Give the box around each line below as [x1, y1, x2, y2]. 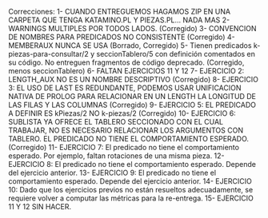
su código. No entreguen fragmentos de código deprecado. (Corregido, [8, 57, 245, 67]
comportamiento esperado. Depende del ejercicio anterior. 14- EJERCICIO [8, 176, 252, 186]
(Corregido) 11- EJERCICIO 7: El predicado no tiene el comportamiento [8, 143, 240, 152]
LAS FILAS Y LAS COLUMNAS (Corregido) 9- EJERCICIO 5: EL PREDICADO [8, 100, 256, 109]
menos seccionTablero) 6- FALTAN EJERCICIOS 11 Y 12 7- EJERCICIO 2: [8, 66, 245, 75]
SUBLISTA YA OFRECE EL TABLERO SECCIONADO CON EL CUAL [8, 117, 224, 126]
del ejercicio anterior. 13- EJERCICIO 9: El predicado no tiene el [8, 168, 217, 177]
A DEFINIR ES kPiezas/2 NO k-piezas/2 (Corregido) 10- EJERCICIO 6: [8, 109, 236, 118]
